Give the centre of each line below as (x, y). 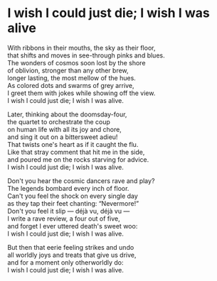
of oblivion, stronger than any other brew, (68, 70)
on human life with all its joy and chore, (65, 129)
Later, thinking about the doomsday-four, (67, 114)
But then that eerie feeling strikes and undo (71, 247)
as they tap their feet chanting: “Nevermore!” (73, 203)
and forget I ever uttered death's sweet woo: (73, 226)
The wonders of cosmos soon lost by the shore (76, 62)
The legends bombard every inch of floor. (68, 188)
